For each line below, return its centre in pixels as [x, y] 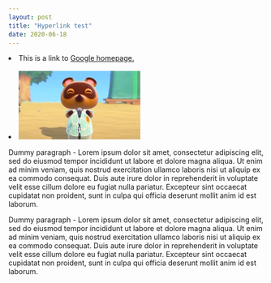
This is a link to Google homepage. [77, 58]
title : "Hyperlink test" [50, 26]
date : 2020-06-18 [38, 34]
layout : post [30, 17]
